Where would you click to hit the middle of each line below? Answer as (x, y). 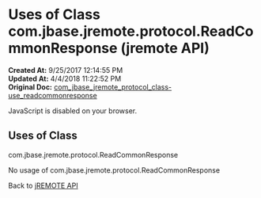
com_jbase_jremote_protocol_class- (113, 87)
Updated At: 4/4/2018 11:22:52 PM (65, 78)
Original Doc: (30, 87)
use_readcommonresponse (53, 95)
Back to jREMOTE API (43, 185)
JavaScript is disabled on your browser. (73, 110)
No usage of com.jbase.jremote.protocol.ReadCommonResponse (114, 170)
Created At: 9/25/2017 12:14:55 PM (66, 70)
